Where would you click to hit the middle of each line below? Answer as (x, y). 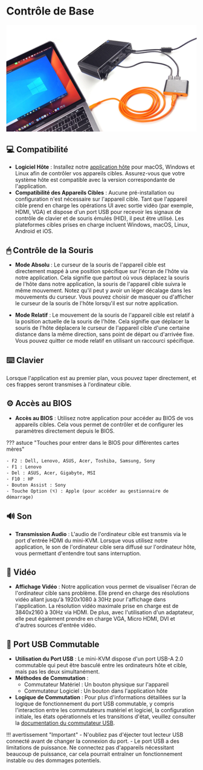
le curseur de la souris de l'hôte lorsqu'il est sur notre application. (97, 303)
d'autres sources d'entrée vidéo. (56, 625)
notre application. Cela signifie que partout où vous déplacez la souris (102, 278)
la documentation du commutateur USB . (65, 723)
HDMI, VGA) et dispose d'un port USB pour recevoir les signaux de (98, 212)
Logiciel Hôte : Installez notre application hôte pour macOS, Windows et (105, 167)
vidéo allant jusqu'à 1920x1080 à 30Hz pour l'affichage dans (90, 600)
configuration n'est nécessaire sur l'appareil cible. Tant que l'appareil (101, 199)
